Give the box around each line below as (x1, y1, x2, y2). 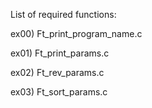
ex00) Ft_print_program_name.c (10, 28, 143, 39)
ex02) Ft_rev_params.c (10, 67, 105, 78)
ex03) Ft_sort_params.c (10, 86, 108, 98)
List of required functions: (10, 9, 117, 20)
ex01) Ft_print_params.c (10, 47, 110, 59)
